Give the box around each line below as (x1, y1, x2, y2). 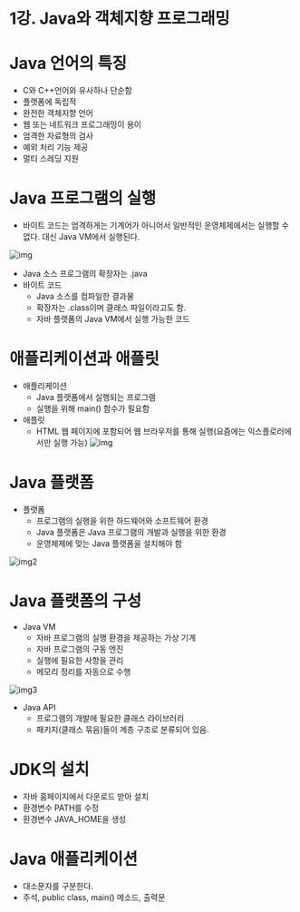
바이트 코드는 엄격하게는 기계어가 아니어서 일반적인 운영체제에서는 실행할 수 (22, 220, 290, 231)
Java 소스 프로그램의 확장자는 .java (22, 269, 148, 279)
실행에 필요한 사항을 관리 (35, 654, 124, 665)
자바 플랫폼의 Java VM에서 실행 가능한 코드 (35, 314, 190, 325)
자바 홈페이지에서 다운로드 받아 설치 (22, 790, 150, 801)
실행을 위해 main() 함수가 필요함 (35, 403, 150, 414)
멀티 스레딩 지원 (22, 153, 79, 164)
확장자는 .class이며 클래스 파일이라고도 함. (35, 302, 187, 313)
